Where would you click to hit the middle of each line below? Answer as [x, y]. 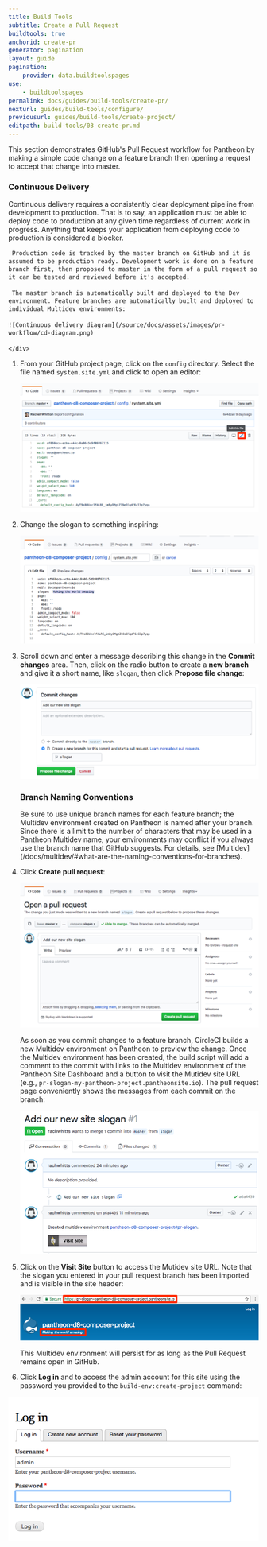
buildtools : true [37, 33]
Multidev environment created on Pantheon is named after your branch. [137, 823]
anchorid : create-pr [43, 42]
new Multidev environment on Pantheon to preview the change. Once [133, 1049]
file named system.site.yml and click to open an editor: [110, 372]
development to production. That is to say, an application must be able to [128, 213]
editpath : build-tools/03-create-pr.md [74, 126]
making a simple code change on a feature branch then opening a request [130, 158]
